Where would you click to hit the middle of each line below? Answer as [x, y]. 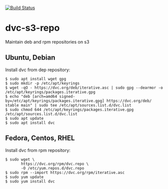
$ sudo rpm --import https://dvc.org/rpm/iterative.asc [65, 172]
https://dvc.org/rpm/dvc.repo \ [55, 164]
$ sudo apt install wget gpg [36, 79]
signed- [67, 96]
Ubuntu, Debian [30, 58]
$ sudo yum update [24, 177]
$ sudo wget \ [20, 159]
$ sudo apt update [24, 118]
